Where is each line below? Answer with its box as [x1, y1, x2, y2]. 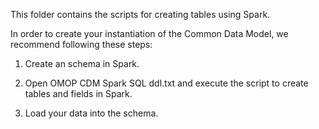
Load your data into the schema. [24, 107, 159, 119]
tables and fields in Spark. [24, 88, 133, 99]
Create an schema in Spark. [24, 58, 140, 69]
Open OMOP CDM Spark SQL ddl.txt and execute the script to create [24, 77, 309, 89]
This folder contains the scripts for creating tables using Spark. [10, 9, 271, 20]
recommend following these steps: [10, 39, 153, 50]
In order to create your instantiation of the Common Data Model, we [10, 28, 289, 39]
